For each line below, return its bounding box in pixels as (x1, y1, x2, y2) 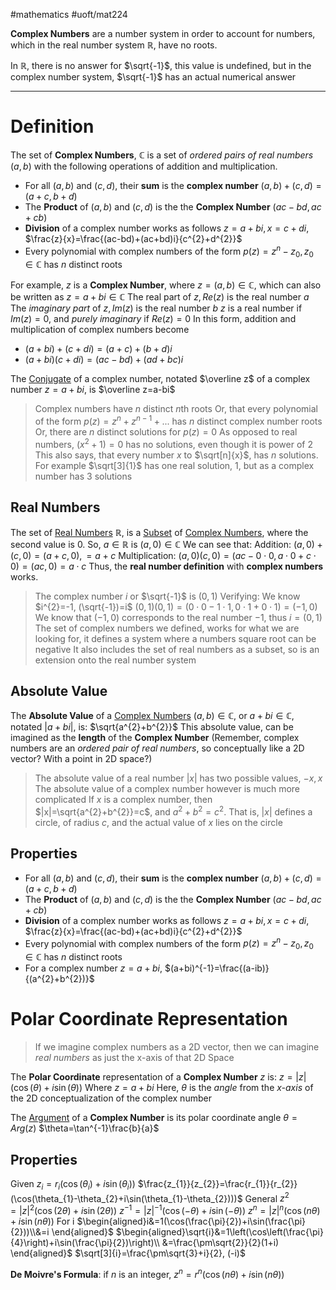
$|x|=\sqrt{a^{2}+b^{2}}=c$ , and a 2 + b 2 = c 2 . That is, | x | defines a (34, 804, 313, 818)
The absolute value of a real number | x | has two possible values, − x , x (34, 772, 323, 784)
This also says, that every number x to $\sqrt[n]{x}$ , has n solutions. (34, 449, 319, 461)
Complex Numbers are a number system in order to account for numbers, (10, 28, 316, 39)
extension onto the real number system (34, 654, 197, 666)
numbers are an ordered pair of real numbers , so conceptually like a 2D (10, 742, 305, 754)
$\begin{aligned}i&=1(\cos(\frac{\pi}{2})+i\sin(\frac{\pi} (76, 1215, 307, 1228)
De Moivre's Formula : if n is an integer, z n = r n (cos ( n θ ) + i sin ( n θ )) (10, 1267, 285, 1280)
